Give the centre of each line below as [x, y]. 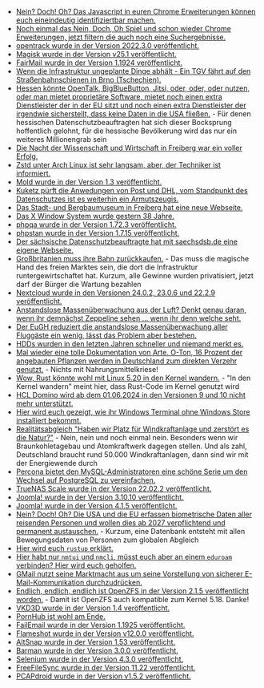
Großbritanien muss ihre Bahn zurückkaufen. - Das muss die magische [132, 259]
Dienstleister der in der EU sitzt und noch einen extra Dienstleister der [131, 105]
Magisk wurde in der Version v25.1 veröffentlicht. [96, 54]
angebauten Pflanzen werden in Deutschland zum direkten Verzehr [126, 361]
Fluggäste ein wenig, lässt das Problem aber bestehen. [106, 335]
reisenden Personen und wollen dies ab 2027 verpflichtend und [120, 523]
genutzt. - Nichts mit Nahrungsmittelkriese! [87, 369]
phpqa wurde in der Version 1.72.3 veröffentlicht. [96, 225]
